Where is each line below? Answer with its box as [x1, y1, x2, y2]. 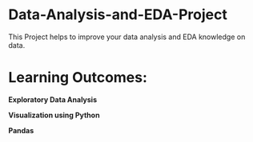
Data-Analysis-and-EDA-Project [8, 6, 228, 24]
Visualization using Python [8, 110, 100, 120]
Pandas [8, 125, 34, 135]
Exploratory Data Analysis [8, 94, 98, 105]
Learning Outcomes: [8, 69, 148, 87]
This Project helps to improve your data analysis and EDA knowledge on [8, 32, 246, 41]
